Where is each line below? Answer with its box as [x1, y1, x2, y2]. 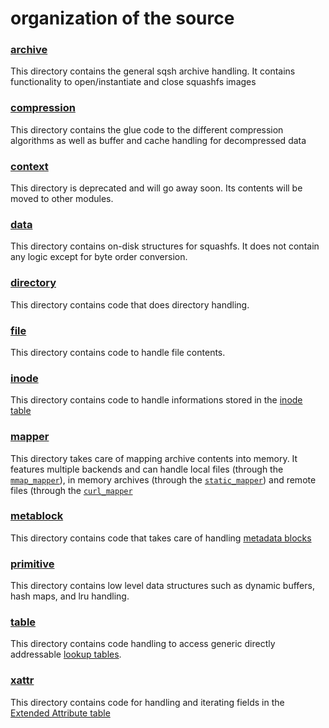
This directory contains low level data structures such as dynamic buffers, [10, 580, 315, 592]
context [10, 159, 49, 173]
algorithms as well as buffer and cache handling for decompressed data [10, 134, 307, 146]
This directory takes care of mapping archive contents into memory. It [10, 452, 298, 464]
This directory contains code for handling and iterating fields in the [10, 696, 285, 708]
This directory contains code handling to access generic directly [10, 638, 276, 650]
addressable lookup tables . [10, 648, 122, 661]
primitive [10, 557, 55, 571]
